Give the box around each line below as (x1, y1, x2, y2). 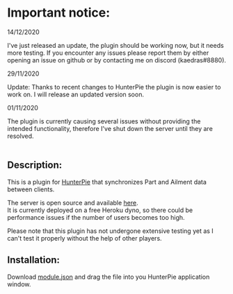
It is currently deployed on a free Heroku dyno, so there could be (7, 206, 193, 214)
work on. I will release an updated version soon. (7, 90, 145, 98)
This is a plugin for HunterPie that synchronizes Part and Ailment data (7, 178, 207, 186)
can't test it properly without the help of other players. (7, 234, 162, 242)
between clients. (7, 185, 55, 193)
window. (7, 279, 31, 288)
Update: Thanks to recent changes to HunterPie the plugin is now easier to (7, 83, 221, 91)
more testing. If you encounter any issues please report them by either (7, 49, 209, 57)
